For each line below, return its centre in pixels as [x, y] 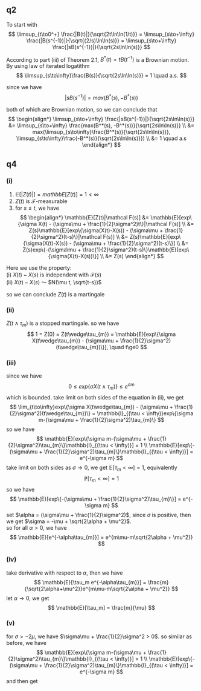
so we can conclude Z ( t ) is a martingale [56, 294]
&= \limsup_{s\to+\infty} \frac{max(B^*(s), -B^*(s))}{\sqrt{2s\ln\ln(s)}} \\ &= [101, 125]
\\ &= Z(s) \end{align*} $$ [132, 256]
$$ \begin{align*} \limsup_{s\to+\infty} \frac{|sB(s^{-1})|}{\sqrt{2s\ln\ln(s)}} [101, 119]
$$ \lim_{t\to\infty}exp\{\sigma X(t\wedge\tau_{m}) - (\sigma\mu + [91, 407]
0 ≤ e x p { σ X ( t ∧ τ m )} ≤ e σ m [101, 387]
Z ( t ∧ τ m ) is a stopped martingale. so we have [63, 324]
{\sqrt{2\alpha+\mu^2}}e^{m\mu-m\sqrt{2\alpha [84, 589]
